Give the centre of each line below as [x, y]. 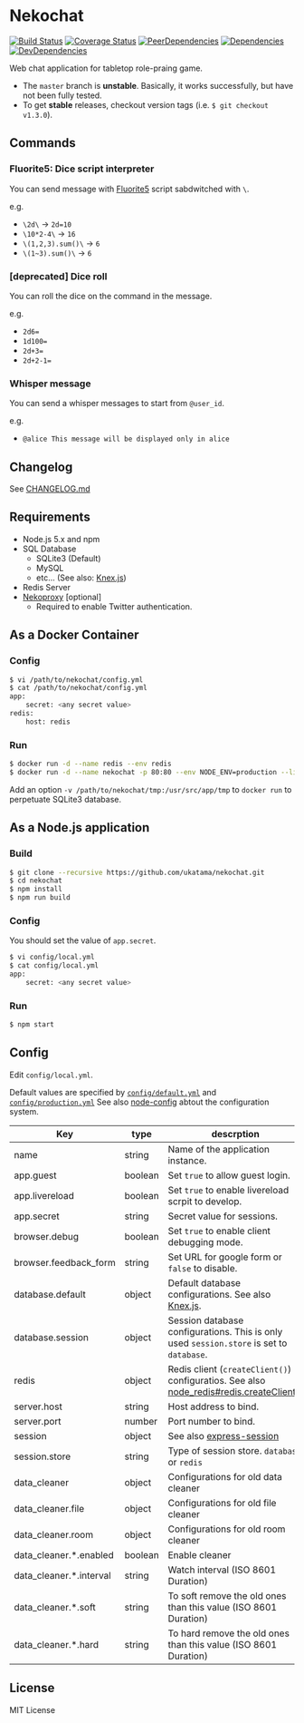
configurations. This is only [225, 1331]
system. [24, 1111]
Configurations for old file [222, 1503]
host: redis [48, 722]
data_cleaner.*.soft [55, 1607]
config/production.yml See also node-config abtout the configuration [139, 1102]
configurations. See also [219, 1294]
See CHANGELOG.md [50, 489]
